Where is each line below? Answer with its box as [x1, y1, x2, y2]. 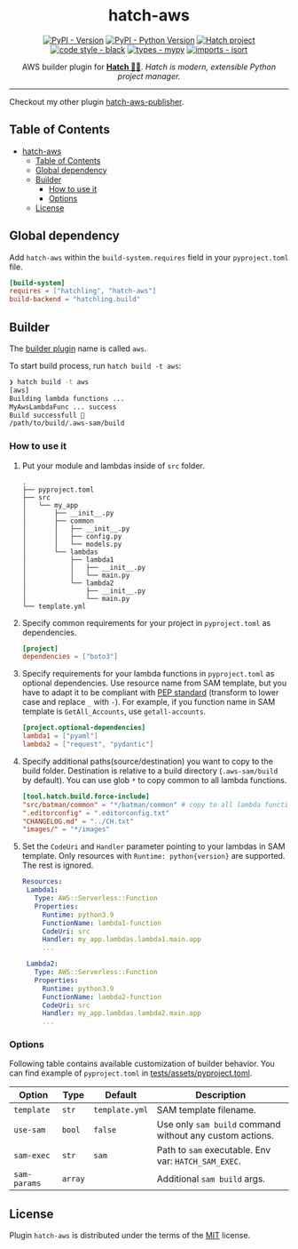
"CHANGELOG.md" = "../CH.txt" [21, 817, 135, 826]
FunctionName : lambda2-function [42, 992, 162, 1001]
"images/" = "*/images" [21, 825, 111, 834]
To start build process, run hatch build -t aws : [9, 361, 182, 371]
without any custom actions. [156, 1130, 275, 1142]
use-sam [13, 1125, 46, 1135]
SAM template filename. [156, 1104, 257, 1117]
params [13, 1179, 42, 1189]
